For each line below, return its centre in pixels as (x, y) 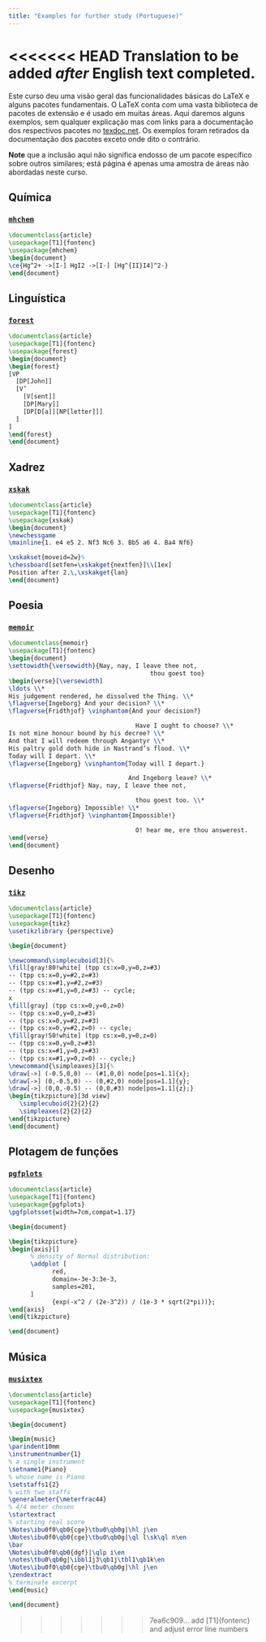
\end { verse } (28, 838)
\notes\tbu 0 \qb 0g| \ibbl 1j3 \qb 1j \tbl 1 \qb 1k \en (86, 1560)
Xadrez (27, 467)
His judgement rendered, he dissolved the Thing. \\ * (101, 696)
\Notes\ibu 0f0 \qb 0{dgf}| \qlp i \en (67, 1552)
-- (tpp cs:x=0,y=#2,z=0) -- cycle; (70, 1028)
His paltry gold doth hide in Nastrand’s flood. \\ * (99, 748)
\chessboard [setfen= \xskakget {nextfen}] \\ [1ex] (90, 565)
